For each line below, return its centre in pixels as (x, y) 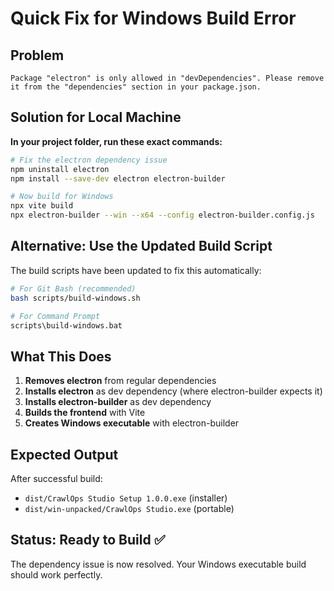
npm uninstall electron (60, 169)
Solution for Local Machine (96, 117)
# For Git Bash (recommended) (73, 288)
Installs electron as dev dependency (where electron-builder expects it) (173, 391)
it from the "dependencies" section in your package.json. (136, 87)
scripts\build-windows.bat (66, 325)
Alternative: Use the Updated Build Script (141, 246)
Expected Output (64, 454)
